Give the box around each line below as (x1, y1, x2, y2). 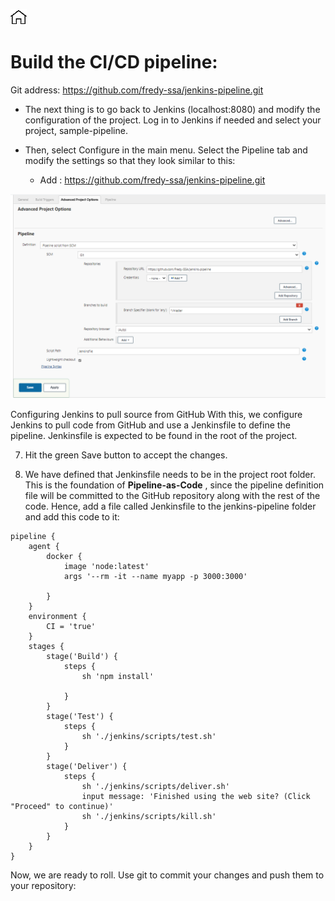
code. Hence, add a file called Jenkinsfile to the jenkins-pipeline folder (24, 500, 317, 512)
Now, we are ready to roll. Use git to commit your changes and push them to (10, 869, 325, 881)
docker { (46, 551, 83, 561)
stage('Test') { (46, 711, 114, 721)
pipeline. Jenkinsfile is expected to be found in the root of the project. (10, 429, 298, 441)
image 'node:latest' (63, 561, 150, 571)
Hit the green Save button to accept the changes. (24, 449, 228, 461)
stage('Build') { (46, 651, 118, 661)
